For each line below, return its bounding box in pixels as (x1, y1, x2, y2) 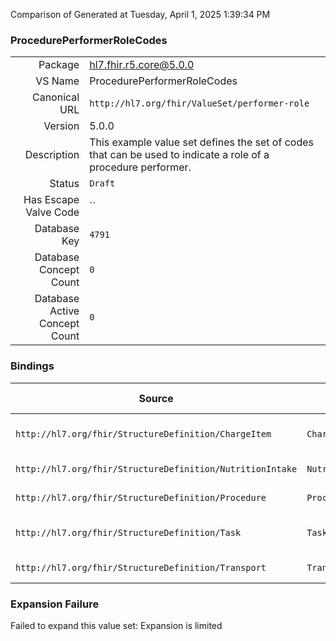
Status (49, 177, 80, 191)
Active (49, 304, 80, 318)
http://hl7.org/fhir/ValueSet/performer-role (89, 98, 310, 109)
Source (138, 391, 174, 405)
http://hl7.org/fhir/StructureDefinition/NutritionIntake (15, 463, 298, 474)
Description (24, 148, 80, 162)
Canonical (31, 90, 80, 104)
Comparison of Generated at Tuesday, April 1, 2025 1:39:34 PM (10, 9, 271, 20)
